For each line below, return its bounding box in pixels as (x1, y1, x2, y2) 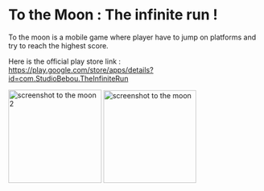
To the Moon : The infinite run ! (8, 6, 218, 24)
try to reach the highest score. (8, 40, 109, 50)
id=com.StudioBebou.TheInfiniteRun (8, 73, 129, 83)
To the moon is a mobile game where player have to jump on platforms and (8, 32, 257, 42)
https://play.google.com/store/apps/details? (8, 64, 155, 74)
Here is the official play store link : (8, 56, 122, 66)
